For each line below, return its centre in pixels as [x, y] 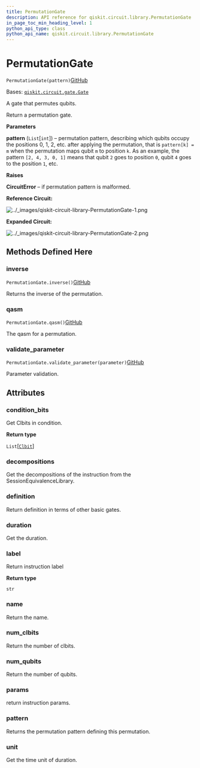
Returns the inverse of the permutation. [55, 293]
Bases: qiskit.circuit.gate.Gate [47, 92]
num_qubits [24, 661]
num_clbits [22, 633]
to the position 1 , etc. [32, 164]
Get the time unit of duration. [42, 760]
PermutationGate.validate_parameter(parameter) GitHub [75, 362]
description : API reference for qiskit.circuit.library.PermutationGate [99, 17]
